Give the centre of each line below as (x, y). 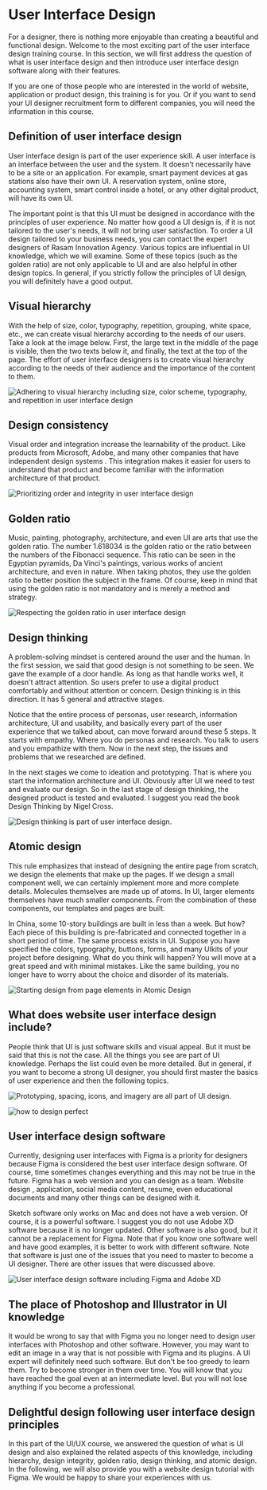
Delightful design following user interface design (132, 1412)
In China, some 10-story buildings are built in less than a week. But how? (127, 923)
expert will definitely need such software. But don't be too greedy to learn (129, 1362)
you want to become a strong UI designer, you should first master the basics (133, 1072)
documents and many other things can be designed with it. (104, 1198)
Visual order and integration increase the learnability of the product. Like (127, 445)
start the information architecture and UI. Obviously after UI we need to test (132, 781)
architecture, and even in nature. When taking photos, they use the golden (130, 572)
